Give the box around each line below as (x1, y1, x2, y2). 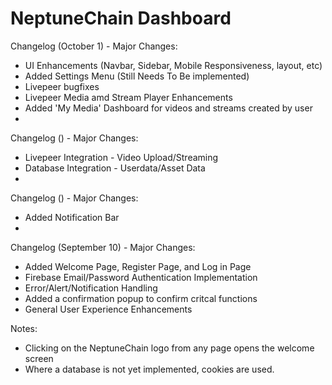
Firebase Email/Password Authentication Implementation (24, 271, 258, 283)
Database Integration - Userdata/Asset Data (24, 162, 206, 174)
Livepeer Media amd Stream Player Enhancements (24, 91, 233, 103)
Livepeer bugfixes (24, 80, 100, 92)
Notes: (10, 322, 38, 334)
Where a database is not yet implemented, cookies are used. (24, 363, 275, 375)
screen (24, 352, 54, 364)
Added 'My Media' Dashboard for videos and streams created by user (24, 102, 313, 114)
